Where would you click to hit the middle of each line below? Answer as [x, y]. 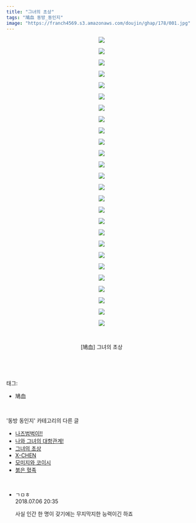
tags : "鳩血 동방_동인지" [35, 18]
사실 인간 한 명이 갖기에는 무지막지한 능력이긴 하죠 [74, 514]
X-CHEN [25, 455]
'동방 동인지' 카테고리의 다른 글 [43, 421]
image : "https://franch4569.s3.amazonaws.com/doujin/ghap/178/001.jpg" [98, 23]
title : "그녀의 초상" [30, 12]
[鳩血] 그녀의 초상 [102, 347]
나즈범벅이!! [29, 434]
